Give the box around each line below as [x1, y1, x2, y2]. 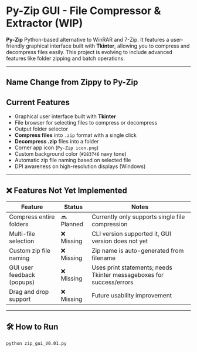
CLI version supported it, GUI [91, 229, 172, 237]
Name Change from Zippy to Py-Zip [6, 78, 138, 88]
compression [91, 220, 128, 228]
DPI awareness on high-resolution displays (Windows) [14, 163, 146, 170]
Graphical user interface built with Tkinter [14, 113, 116, 120]
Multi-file [9, 229, 35, 237]
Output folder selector [14, 125, 69, 133]
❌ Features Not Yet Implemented [6, 185, 127, 195]
